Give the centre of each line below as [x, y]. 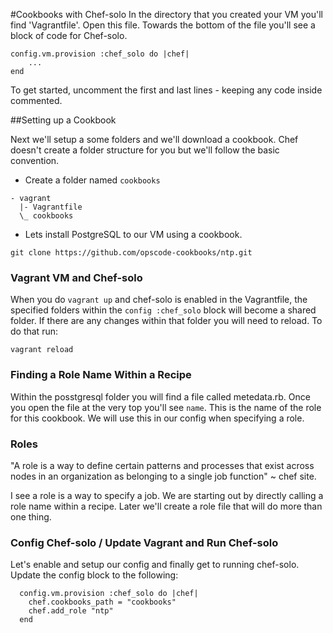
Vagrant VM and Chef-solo [76, 277]
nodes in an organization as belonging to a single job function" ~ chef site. [163, 476]
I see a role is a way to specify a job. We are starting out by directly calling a [167, 495]
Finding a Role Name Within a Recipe [101, 375]
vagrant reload [42, 350]
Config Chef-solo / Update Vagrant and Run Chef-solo [144, 542]
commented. [36, 100]
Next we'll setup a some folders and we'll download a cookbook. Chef [154, 139]
